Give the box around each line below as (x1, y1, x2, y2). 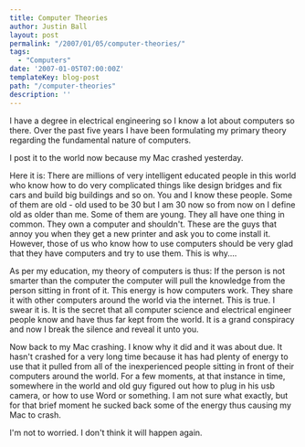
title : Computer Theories (9, 13, 108, 23)
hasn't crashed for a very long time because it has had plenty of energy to (9, 351, 289, 362)
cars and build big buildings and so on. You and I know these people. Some (9, 189, 293, 200)
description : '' (9, 90, 71, 99)
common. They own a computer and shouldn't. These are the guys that (9, 218, 277, 229)
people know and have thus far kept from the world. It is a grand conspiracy (9, 314, 295, 325)
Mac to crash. (9, 409, 62, 420)
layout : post (9, 30, 59, 39)
